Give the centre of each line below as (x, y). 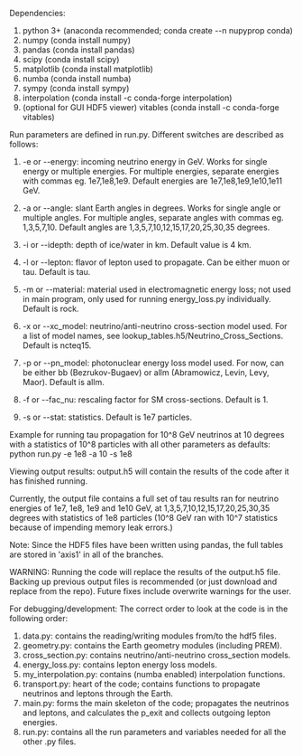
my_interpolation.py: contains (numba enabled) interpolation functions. (154, 674)
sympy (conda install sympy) (76, 88)
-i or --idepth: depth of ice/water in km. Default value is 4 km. (137, 245)
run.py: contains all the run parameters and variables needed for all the (154, 732)
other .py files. (49, 742)
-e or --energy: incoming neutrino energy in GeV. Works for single (145, 161)
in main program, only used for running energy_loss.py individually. (147, 299)
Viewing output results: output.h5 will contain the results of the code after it (150, 471)
